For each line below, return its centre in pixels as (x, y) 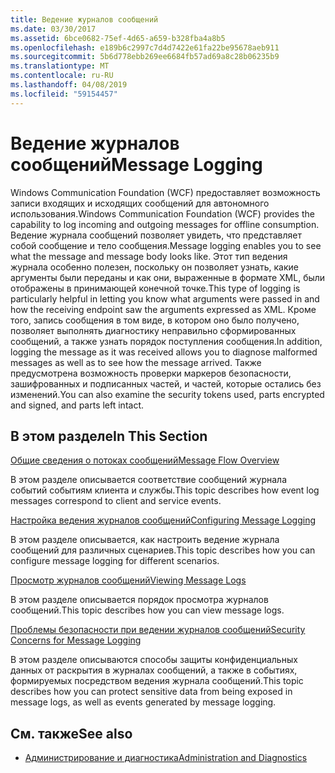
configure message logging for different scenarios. (115, 561)
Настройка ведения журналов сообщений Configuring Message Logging (163, 520)
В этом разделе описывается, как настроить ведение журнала (145, 540)
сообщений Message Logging (136, 164)
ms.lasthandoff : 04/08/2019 (69, 85)
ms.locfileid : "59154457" (64, 94)
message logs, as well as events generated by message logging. (143, 702)
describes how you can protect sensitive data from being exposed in (151, 692)
